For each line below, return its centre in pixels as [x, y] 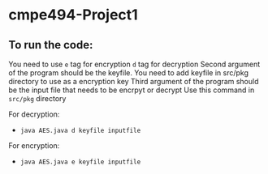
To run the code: [51, 45]
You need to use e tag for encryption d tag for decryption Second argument [134, 64]
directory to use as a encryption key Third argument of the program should [134, 81]
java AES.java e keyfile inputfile [80, 162]
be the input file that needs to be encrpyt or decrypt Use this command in [132, 90]
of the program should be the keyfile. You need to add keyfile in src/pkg [129, 73]
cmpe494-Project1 [73, 15]
